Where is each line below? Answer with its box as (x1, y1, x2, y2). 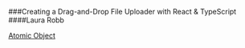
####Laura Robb (8, 15, 64, 25)
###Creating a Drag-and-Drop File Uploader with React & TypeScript (8, 7, 237, 16)
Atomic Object (8, 31, 56, 40)
